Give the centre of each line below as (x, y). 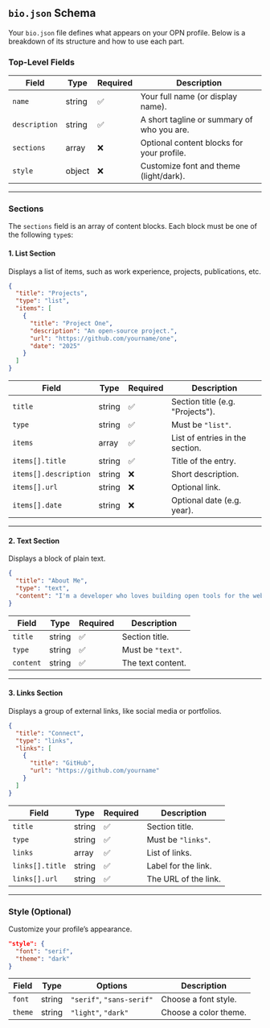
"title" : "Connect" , (50, 733)
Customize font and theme (190, 166)
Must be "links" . (179, 839)
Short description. (205, 475)
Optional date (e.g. (207, 500)
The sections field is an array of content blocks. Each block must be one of (133, 226)
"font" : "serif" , (45, 951)
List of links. (169, 852)
